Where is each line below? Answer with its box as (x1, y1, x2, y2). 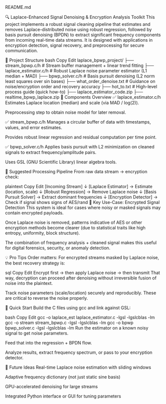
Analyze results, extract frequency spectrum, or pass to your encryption (5, 349, 153, 355)
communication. (5, 48, 38, 54)
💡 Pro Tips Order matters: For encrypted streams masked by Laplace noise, (5, 255, 160, 260)
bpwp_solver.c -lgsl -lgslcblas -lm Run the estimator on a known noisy (5, 325, 149, 331)
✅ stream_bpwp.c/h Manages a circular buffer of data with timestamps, (5, 119, 151, 125)
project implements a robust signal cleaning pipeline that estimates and (5, 21, 151, 27)
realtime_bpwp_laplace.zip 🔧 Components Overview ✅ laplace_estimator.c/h (5, 94, 161, 100)
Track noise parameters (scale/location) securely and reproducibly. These (5, 290, 157, 296)
